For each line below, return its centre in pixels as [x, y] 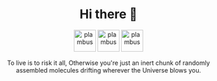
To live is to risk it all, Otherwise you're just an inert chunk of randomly [108, 63]
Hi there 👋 [108, 14]
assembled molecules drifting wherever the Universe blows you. [108, 70]
